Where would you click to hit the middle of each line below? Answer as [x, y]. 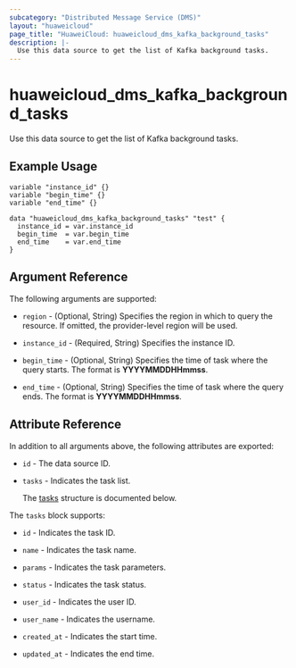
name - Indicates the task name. [79, 549]
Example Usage [53, 167]
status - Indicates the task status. [84, 584]
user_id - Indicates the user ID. [79, 601]
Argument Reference [69, 277]
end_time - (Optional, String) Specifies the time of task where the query [152, 387]
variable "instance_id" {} [59, 187]
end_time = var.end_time [70, 242]
